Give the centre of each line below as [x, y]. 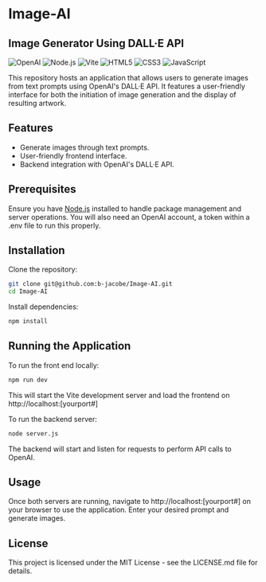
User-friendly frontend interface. [73, 155]
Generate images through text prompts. [84, 147]
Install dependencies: [43, 307]
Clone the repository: [43, 270]
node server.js [33, 434]
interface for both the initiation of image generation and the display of [122, 95]
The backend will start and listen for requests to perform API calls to [120, 449]
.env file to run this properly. [55, 225]
